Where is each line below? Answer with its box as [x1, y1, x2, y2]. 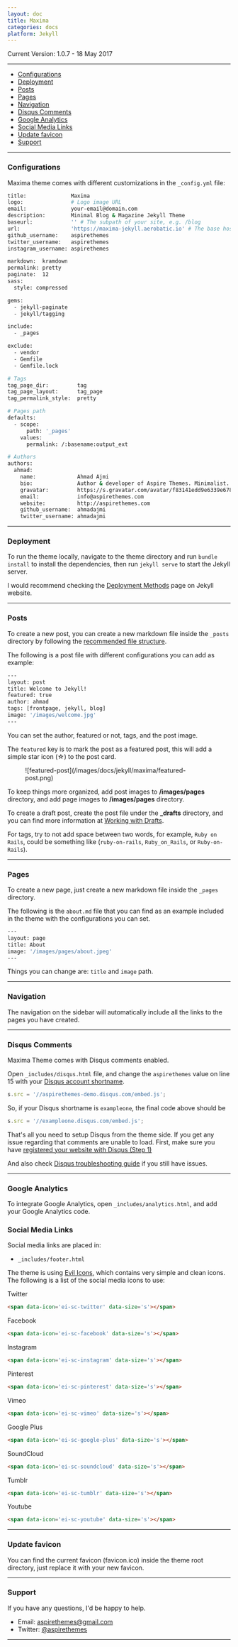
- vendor [13, 349, 40, 356]
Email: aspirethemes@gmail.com [17, 1617, 113, 1626]
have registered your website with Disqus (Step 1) [7, 1145, 152, 1154]
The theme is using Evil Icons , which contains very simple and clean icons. [7, 1269, 225, 1277]
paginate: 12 [7, 271, 50, 278]
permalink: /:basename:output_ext [25, 441, 129, 448]
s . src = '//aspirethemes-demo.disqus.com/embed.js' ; [7, 1091, 166, 1098]
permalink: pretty [7, 264, 62, 272]
